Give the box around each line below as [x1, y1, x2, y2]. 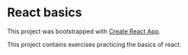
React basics [7, 5, 82, 20]
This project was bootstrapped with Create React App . [7, 27, 161, 35]
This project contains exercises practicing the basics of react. [7, 40, 182, 48]
